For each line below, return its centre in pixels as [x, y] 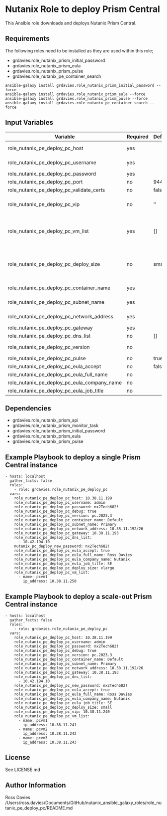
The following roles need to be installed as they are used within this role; [79, 50]
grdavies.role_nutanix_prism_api [45, 420]
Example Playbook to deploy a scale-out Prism [79, 596]
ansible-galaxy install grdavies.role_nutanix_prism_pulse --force [77, 98]
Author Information [36, 785]
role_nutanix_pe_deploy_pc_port [45, 182]
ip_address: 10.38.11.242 [50, 734]
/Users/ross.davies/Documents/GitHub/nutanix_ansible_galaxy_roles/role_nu [83, 803]
